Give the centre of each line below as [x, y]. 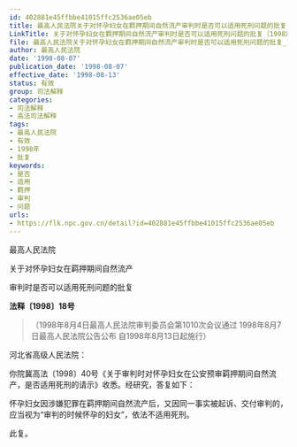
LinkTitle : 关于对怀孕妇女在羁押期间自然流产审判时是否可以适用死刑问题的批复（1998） [151, 34]
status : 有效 [32, 83]
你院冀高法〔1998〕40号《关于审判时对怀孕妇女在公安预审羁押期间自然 [139, 374]
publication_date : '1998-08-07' [69, 67]
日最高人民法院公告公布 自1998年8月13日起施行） [121, 335]
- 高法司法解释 [33, 116]
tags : [19, 125]
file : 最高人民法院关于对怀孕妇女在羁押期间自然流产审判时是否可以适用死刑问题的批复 [146, 42]
